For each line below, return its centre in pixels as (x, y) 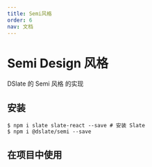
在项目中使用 (35, 155)
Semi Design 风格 (58, 63)
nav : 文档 (20, 26)
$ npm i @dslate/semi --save (49, 132)
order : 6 (20, 20)
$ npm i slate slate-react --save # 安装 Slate (76, 126)
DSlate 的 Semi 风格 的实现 (45, 83)
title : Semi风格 (29, 14)
